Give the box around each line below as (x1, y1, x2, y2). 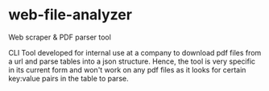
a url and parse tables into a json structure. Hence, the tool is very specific (8, 56, 256, 66)
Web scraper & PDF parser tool (8, 32, 111, 42)
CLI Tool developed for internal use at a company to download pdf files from (8, 48, 262, 57)
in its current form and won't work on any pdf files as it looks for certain (8, 64, 246, 74)
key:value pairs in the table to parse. (8, 73, 129, 83)
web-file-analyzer (8, 6, 133, 24)
